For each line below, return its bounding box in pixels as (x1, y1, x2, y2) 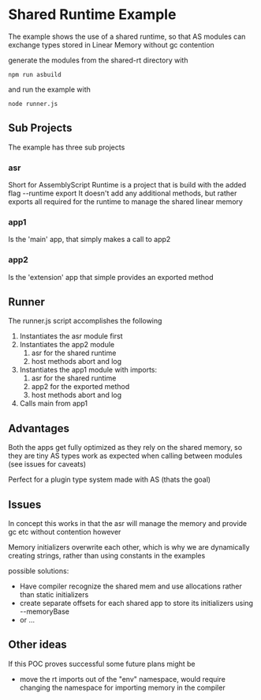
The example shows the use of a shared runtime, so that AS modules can (8, 32, 246, 41)
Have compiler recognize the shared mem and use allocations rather (19, 581, 243, 591)
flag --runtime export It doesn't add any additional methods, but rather (8, 188, 237, 199)
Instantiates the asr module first (19, 331, 123, 341)
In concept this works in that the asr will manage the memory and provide (8, 519, 248, 528)
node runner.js (8, 100, 58, 108)
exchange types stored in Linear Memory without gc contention (8, 40, 214, 49)
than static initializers (19, 590, 89, 600)
